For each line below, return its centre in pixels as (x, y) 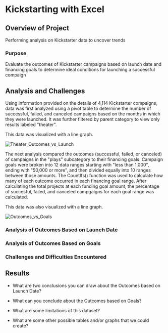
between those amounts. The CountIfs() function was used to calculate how (84, 176)
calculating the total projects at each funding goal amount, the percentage (82, 186)
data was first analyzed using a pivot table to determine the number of (78, 109)
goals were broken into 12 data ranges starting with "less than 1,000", (77, 165)
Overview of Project (37, 28)
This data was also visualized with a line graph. (54, 207)
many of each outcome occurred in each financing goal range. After (76, 181)
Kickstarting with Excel (55, 9)
